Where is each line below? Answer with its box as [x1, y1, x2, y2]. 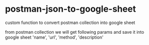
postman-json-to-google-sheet [5, 3, 136, 15]
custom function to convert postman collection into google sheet [5, 20, 135, 25]
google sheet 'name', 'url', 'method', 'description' [5, 34, 104, 40]
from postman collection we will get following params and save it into [5, 29, 144, 35]
